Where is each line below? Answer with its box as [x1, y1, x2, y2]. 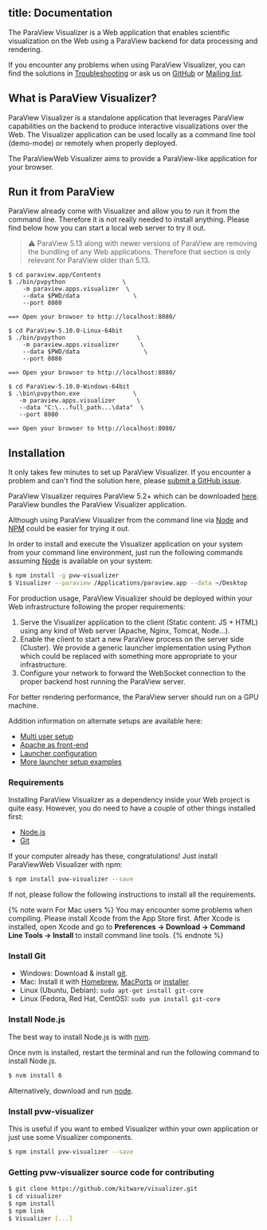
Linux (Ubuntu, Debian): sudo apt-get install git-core [19, 985, 204, 995]
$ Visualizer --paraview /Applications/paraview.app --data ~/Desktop [8, 579, 248, 587]
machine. [8, 701, 39, 710]
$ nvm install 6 [8, 1071, 62, 1079]
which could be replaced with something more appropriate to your [19, 652, 238, 660]
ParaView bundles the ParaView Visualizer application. [8, 500, 187, 510]
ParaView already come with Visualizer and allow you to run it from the [8, 207, 241, 216]
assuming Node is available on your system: [8, 556, 153, 566]
